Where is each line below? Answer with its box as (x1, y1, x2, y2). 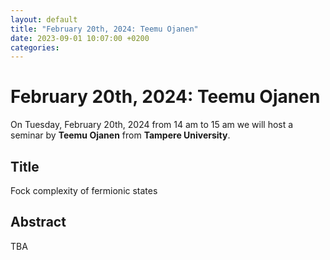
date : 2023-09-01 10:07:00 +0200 (10, 33, 150, 43)
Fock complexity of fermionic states (10, 185, 158, 196)
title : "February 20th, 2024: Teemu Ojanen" (10, 24, 199, 34)
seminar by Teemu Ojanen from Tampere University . (10, 129, 231, 141)
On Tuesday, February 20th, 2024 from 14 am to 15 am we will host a (10, 119, 294, 131)
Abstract (10, 214, 67, 231)
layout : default (10, 14, 78, 25)
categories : (10, 42, 60, 53)
